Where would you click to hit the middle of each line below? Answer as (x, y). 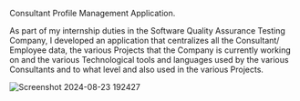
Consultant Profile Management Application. (93, 13)
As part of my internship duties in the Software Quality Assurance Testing (147, 30)
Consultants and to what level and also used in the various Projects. (137, 69)
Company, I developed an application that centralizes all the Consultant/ (145, 40)
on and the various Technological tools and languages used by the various (149, 60)
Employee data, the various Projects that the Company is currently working (150, 50)
